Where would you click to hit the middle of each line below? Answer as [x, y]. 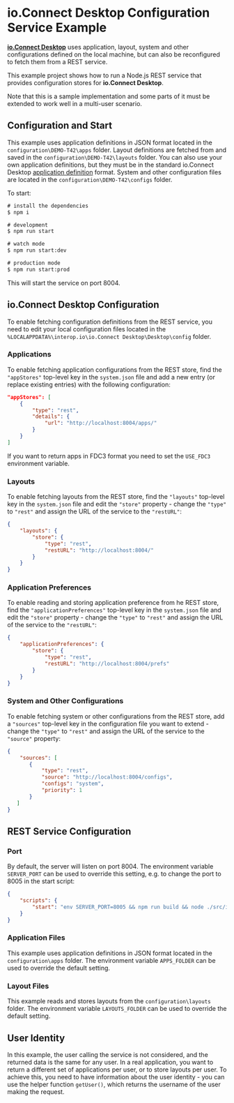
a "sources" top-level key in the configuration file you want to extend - [108, 723]
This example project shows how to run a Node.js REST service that [104, 75]
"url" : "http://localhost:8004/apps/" [101, 423]
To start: [19, 193]
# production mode [34, 263]
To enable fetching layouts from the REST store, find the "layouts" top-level [116, 497]
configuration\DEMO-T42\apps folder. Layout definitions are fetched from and [117, 150]
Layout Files [28, 986]
